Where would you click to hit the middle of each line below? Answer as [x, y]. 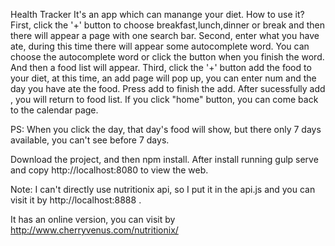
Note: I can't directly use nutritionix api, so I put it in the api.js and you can [163, 189]
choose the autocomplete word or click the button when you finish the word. [167, 57]
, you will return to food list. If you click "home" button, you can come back [164, 99]
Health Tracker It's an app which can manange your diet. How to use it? [157, 14]
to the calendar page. [54, 110]
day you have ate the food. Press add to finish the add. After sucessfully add [168, 88]
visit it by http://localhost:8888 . [76, 200]
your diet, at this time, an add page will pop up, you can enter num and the [163, 78]
